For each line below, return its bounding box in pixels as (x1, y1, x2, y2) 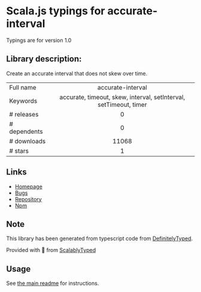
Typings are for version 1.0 (6, 36, 72, 44)
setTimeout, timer (98, 100, 147, 109)
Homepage (14, 183, 43, 190)
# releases (9, 110, 39, 118)
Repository (14, 195, 42, 202)
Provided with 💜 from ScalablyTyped (6, 247, 96, 254)
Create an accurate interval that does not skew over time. (6, 70, 148, 77)
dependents (9, 127, 43, 136)
